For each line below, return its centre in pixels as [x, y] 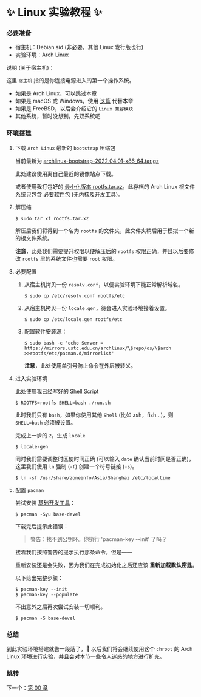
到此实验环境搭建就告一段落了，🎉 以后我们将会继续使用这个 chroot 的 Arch [100, 649]
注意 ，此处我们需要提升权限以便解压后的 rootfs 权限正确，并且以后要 [102, 251]
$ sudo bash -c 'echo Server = [64, 343]
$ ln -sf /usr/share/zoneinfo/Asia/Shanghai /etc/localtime [93, 478]
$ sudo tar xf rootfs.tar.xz [52, 218]
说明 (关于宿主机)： [30, 68]
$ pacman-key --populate [46, 594]
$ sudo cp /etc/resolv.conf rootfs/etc [75, 296]
